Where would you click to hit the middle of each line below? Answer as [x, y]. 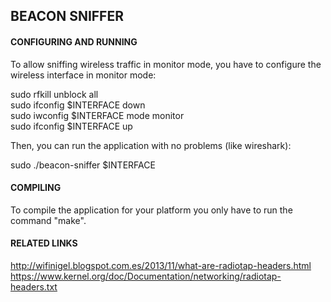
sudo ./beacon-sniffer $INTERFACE [83, 165]
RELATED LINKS [44, 243]
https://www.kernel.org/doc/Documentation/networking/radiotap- [146, 276]
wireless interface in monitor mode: [83, 75]
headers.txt [34, 287]
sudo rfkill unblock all [54, 94]
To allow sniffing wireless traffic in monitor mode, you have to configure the [166, 64]
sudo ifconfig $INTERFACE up [71, 126]
